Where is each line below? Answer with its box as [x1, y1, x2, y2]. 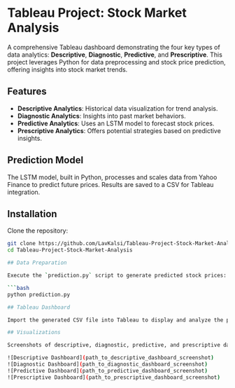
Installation [7, 208, 57, 220]
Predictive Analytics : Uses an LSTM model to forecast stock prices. [17, 119, 215, 127]
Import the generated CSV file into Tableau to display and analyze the [7, 317, 224, 324]
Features [7, 85, 47, 97]
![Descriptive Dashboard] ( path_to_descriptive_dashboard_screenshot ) [7, 354, 215, 361]
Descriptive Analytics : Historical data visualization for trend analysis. [17, 104, 218, 113]
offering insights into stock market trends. [7, 65, 128, 74]
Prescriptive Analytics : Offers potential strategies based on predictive [17, 126, 222, 134]
